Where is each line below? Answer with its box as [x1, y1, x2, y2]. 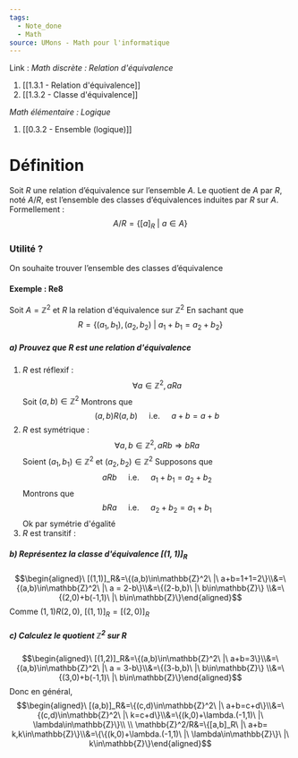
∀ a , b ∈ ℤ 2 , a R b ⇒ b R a [114, 439, 200, 450]
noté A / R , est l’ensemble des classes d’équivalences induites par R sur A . [9, 194, 279, 206]
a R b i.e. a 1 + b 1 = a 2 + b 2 [101, 472, 212, 485]
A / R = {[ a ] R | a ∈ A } [113, 218, 188, 231]
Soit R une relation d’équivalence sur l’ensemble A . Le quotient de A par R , [9, 185, 283, 196]
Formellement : [9, 204, 65, 215]
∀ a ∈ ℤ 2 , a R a [132, 378, 182, 390]
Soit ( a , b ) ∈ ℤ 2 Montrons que [21, 395, 133, 407]
